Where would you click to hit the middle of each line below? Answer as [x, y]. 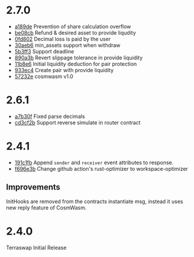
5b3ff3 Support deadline [44, 51]
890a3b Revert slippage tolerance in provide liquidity [79, 58]
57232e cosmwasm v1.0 [44, 76]
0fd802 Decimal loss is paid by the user [62, 39]
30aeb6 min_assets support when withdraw [67, 45]
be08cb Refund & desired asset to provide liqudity [75, 32]
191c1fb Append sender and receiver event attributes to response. [94, 163]
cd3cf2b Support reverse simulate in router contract [77, 122]
